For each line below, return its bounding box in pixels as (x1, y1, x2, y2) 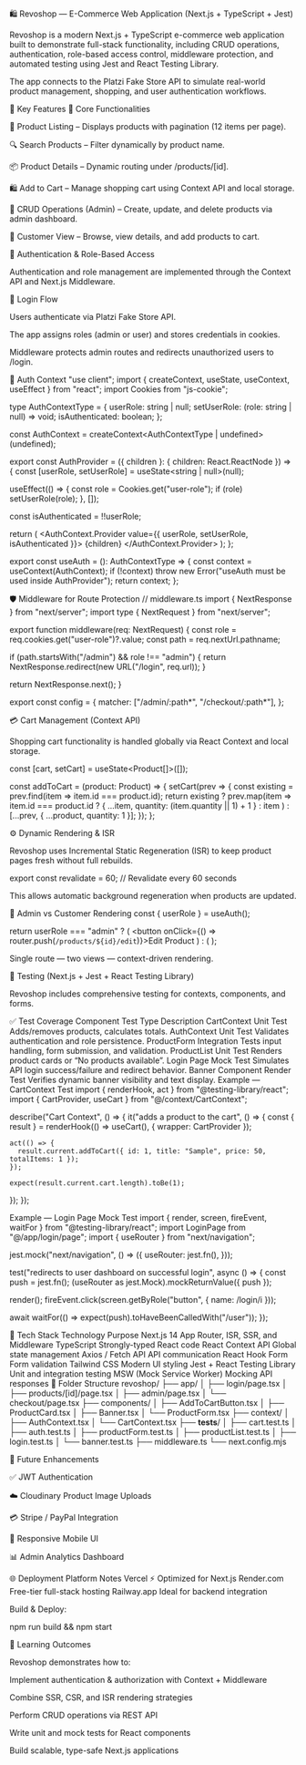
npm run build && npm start (9, 1622, 112, 1632)
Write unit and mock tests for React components (9, 1728, 191, 1738)
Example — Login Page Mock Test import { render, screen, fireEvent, (9, 1213, 267, 1223)
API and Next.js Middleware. (9, 276, 116, 286)
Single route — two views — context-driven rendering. (9, 953, 214, 964)
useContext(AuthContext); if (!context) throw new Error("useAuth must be (9, 565, 287, 576)
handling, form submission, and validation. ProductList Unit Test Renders (9, 1046, 282, 1056)
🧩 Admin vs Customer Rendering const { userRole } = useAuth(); (9, 908, 250, 919)
